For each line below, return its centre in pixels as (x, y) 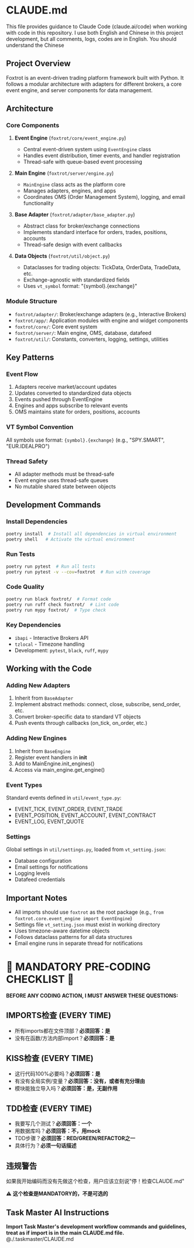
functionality (38, 204)
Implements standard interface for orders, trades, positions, (95, 232)
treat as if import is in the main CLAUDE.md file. (65, 1233)
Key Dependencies (34, 625)
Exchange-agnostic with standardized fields (76, 280)
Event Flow (22, 374)
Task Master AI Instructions (58, 1213)
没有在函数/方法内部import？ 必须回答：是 (64, 1038)
